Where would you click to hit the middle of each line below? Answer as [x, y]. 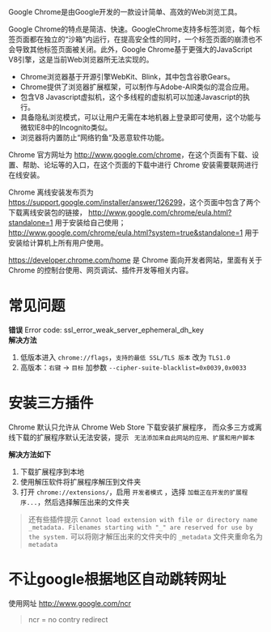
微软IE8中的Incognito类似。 [66, 127]
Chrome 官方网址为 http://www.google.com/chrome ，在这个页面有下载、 [130, 155]
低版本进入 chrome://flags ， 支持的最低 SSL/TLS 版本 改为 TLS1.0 [125, 357]
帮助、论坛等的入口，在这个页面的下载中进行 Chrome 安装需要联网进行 [140, 165]
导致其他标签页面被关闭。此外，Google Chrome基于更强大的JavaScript [133, 49]
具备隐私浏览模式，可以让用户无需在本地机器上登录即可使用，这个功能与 [140, 117]
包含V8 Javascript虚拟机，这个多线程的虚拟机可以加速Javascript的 [131, 97]
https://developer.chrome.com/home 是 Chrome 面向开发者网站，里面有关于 [135, 260]
